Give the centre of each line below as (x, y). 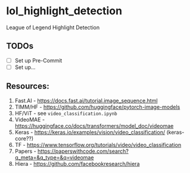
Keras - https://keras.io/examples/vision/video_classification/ (90, 132)
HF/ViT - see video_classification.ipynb (66, 113)
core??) (24, 139)
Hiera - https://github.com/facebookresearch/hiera (77, 163)
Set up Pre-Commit (38, 60)
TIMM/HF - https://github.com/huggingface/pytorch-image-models (97, 107)
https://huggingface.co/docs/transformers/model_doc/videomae (94, 125)
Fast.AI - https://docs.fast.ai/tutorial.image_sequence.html (86, 100)
